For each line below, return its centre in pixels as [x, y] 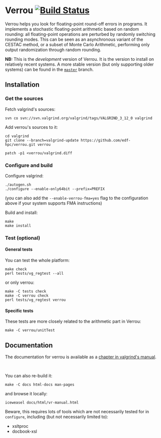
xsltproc [20, 426]
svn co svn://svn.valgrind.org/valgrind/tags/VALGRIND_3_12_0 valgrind [79, 118]
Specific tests [19, 311]
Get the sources [24, 99]
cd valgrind [17, 136]
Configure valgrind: [24, 175]
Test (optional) [22, 238]
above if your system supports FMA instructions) [54, 203]
